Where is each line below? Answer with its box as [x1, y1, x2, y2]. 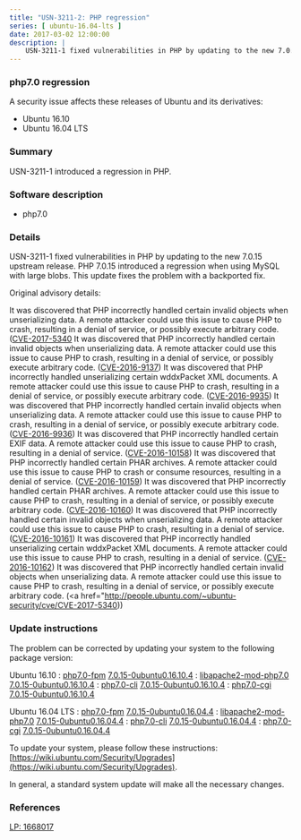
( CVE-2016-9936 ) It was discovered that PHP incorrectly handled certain [9, 429, 279, 440]
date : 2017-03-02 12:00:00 [9, 30, 110, 39]
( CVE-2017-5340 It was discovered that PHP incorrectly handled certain [9, 333, 276, 345]
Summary [9, 145, 54, 158]
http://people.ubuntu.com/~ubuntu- [104, 590, 236, 601]
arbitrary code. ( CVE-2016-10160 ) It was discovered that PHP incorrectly [9, 505, 278, 516]
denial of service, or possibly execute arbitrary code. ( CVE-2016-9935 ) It [9, 390, 279, 401]
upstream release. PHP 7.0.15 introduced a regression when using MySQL [9, 261, 280, 271]
